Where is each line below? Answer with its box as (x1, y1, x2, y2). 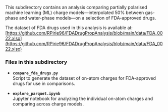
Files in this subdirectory (5, 58, 68, 65)
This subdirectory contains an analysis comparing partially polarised (5, 5, 147, 10)
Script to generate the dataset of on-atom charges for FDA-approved (12, 75, 156, 81)
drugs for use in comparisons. (12, 80, 76, 87)
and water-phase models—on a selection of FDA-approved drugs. (19, 15, 156, 21)
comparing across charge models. (12, 101, 84, 107)
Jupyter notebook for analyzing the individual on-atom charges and (12, 95, 153, 102)
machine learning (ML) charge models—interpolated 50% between (5, 10, 144, 16)
